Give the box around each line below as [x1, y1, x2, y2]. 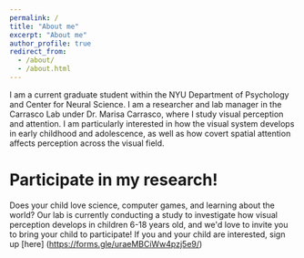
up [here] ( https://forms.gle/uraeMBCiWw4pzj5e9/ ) [9, 238, 203, 249]
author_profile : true [9, 38, 92, 48]
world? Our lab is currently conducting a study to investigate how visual [9, 209, 279, 220]
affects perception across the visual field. [9, 138, 166, 149]
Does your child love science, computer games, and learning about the [9, 200, 275, 211]
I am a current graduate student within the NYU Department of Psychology [9, 88, 289, 100]
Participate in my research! [9, 170, 218, 191]
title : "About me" [9, 22, 79, 31]
